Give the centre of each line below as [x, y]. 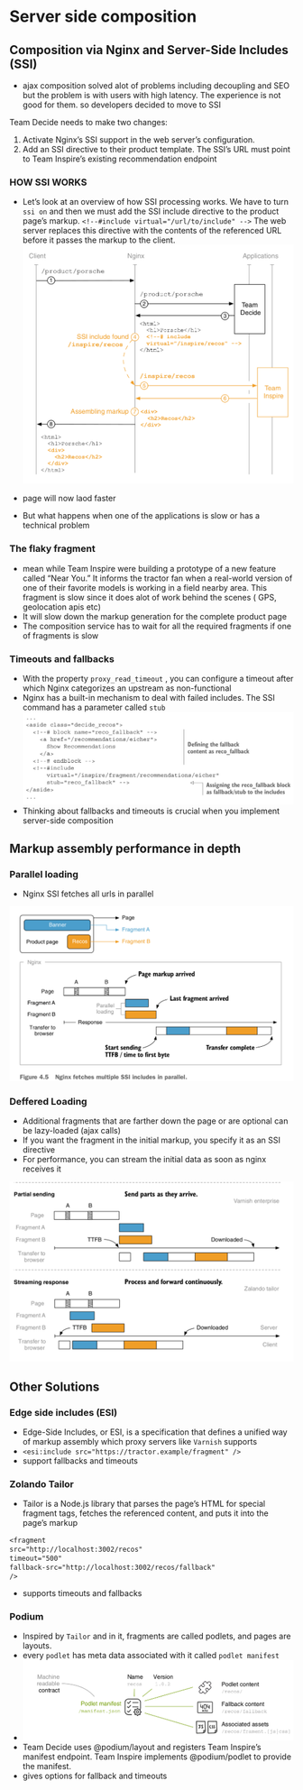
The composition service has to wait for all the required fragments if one [156, 626]
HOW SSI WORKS [48, 182]
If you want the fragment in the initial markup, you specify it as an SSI [151, 1140]
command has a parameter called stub [94, 707]
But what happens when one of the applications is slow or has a [141, 516]
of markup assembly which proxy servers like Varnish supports [140, 1441]
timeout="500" [36, 1559]
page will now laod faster [69, 499]
